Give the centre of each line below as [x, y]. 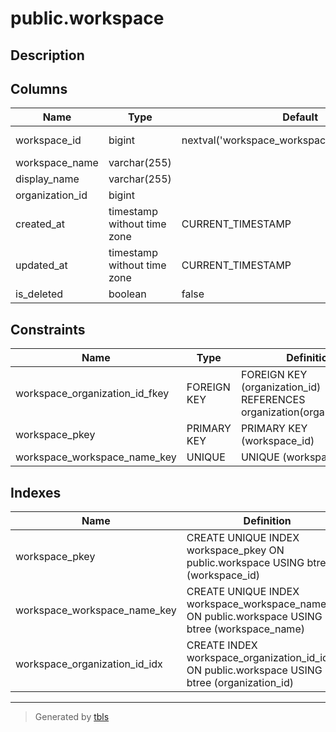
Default [300, 117]
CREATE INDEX [222, 645]
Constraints [48, 329]
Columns [39, 88]
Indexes [36, 492]
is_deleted [39, 294]
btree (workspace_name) [245, 629]
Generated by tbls [72, 717]
